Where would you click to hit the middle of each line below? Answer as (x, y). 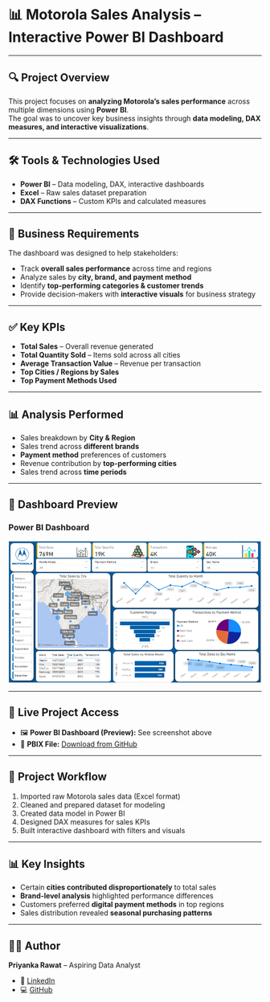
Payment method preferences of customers (93, 455)
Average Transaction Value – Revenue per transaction (110, 364)
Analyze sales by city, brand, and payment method (106, 277)
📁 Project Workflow (57, 777)
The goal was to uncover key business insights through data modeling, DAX (135, 118)
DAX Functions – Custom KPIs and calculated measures (113, 201)
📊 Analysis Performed (66, 414)
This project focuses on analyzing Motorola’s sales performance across (129, 101)
